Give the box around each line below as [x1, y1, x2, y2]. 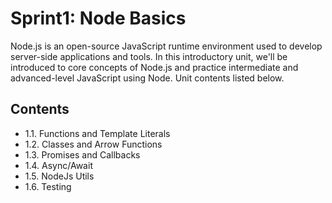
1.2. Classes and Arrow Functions [24, 138, 163, 150]
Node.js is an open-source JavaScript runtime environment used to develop [10, 40, 323, 52]
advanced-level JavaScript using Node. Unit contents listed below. [10, 72, 285, 84]
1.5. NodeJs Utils [24, 170, 95, 182]
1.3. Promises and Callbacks [24, 148, 141, 161]
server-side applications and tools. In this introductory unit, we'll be [10, 50, 288, 62]
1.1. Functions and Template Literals [24, 127, 171, 139]
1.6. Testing [24, 180, 72, 192]
